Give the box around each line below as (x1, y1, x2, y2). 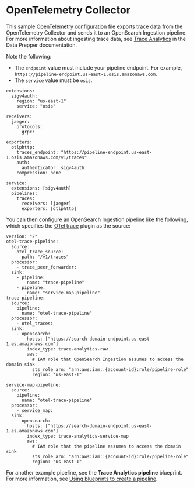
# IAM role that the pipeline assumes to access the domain (31, 443, 181, 449)
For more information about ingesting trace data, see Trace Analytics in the (6, 35, 186, 42)
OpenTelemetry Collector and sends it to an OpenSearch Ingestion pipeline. (6, 29, 188, 36)
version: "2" (6, 233, 38, 239)
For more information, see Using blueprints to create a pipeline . (6, 475, 158, 482)
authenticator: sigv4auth (21, 164, 84, 170)
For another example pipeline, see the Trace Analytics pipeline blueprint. (6, 469, 182, 476)
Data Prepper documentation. (6, 42, 77, 49)
